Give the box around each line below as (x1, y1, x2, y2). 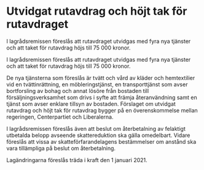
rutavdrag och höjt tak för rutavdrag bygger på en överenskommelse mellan (6, 106, 198, 114)
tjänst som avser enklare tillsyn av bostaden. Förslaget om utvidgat (6, 100, 176, 108)
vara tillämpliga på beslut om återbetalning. (6, 144, 116, 152)
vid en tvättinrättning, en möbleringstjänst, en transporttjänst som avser (6, 81, 188, 88)
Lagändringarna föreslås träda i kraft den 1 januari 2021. (6, 156, 147, 163)
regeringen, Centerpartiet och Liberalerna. (6, 113, 114, 120)
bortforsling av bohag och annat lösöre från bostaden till (6, 87, 149, 94)
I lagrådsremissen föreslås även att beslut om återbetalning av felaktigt (6, 125, 186, 132)
